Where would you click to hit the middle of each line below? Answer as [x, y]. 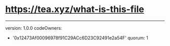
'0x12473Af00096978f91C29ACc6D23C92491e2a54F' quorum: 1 [80, 38]
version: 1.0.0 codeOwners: [34, 28]
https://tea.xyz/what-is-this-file [75, 9]
